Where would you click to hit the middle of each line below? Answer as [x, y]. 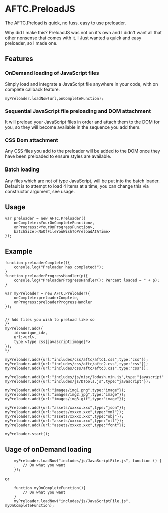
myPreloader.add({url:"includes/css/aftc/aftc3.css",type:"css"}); [77, 368]
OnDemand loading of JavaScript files [52, 73]
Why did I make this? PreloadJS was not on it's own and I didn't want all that [84, 32]
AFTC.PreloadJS [40, 9]
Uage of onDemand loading [49, 449]
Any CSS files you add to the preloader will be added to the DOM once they [83, 151]
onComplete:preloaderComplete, [47, 298]
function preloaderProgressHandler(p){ [47, 276]
